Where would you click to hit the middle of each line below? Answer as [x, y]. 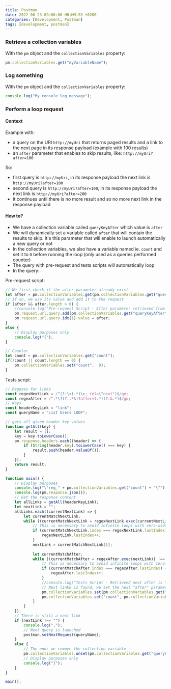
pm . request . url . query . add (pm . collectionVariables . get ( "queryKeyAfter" [91, 314]
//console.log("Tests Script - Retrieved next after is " [104, 583]
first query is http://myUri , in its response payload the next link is [82, 177]
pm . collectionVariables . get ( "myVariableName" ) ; [57, 62]
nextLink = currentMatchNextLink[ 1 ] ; [73, 545]
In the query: [26, 270]
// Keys [13, 403]
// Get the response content [45, 498]
